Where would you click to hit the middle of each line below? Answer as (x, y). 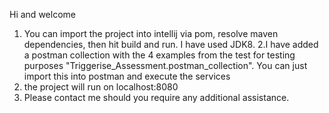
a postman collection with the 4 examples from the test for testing (159, 55)
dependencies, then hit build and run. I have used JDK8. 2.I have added (171, 44)
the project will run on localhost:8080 (101, 87)
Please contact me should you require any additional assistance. (156, 97)
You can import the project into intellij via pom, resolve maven (151, 33)
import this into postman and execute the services (127, 76)
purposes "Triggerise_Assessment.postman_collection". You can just (165, 65)
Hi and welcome (42, 14)
